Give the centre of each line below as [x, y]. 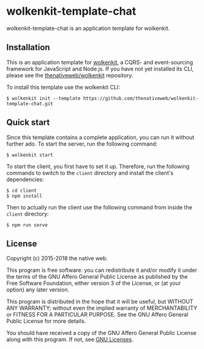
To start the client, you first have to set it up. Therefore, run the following [98, 166]
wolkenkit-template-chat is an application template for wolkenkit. [88, 28]
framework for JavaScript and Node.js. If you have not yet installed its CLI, [100, 69]
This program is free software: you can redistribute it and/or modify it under [102, 270]
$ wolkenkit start [30, 155]
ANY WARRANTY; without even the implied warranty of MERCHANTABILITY [102, 308]
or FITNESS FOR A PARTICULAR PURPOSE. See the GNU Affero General [97, 315]
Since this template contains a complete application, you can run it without [100, 137]
